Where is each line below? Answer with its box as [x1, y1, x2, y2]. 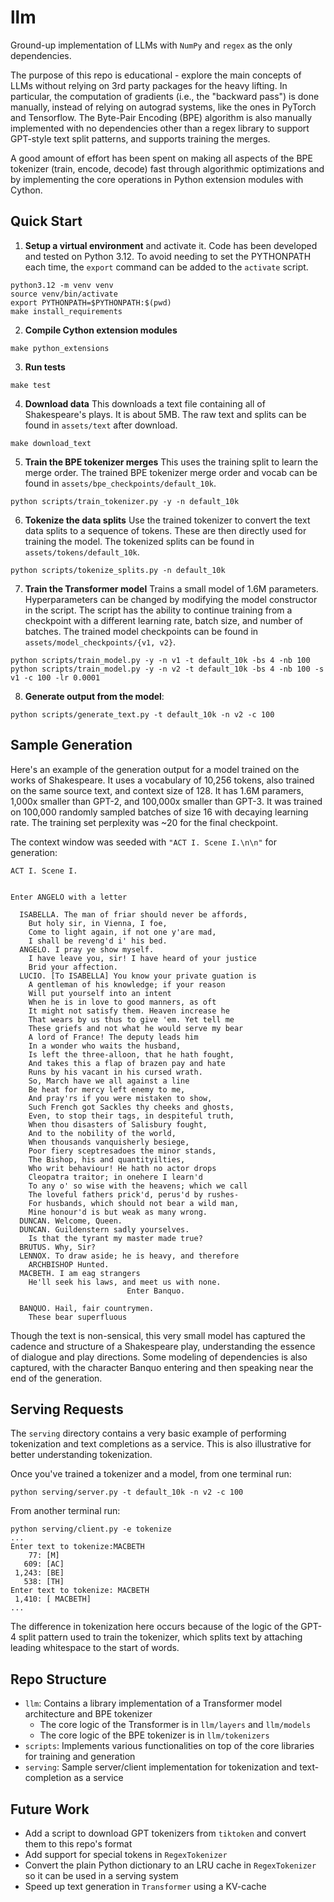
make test [10, 380, 52, 390]
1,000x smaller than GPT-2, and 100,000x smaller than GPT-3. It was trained [10, 795, 323, 807]
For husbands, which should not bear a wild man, [28, 1198, 240, 1208]
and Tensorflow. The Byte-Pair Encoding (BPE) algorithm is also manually [10, 111, 313, 123]
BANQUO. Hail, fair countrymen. [19, 1303, 155, 1313]
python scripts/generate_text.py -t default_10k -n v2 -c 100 [10, 709, 275, 720]
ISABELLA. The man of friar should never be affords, [19, 909, 248, 920]
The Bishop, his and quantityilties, [28, 1154, 186, 1165]
